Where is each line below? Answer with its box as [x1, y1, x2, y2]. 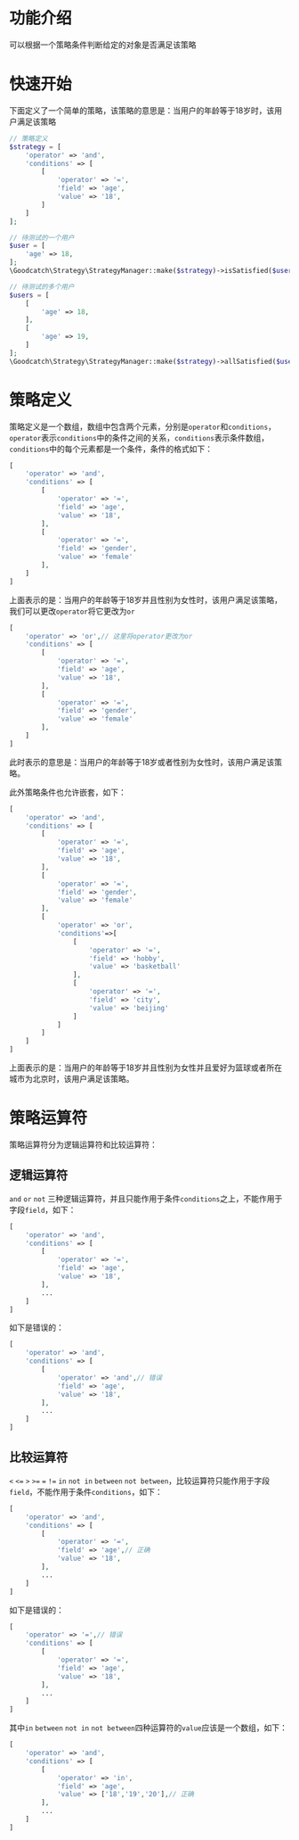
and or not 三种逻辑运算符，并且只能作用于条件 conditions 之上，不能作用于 [9, 1192, 283, 1204]
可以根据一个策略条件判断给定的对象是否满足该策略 [9, 39, 197, 50]
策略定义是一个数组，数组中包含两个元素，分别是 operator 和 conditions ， [9, 421, 276, 432]
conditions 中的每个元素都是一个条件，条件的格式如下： [9, 443, 214, 454]
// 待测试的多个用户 [9, 282, 75, 291]
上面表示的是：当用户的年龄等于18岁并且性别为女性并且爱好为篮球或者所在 [9, 1062, 283, 1073]
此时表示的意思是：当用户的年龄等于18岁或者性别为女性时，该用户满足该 [9, 756, 275, 767]
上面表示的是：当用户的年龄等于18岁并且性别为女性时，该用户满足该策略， [9, 594, 283, 605]
